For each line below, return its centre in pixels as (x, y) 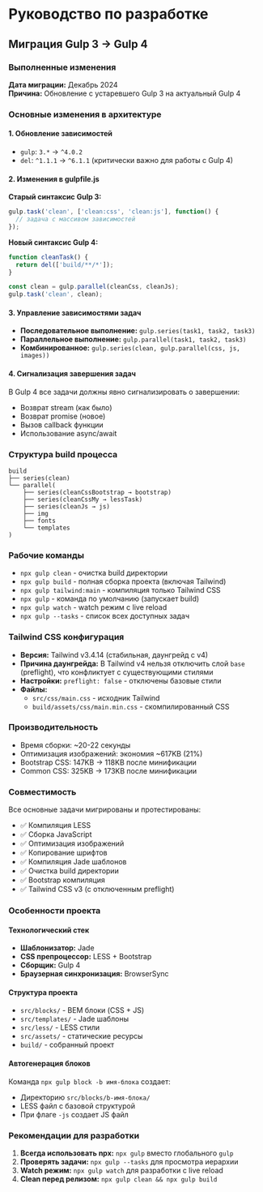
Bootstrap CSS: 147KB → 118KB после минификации (108, 762)
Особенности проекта (55, 911)
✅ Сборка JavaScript (56, 834)
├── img (36, 513)
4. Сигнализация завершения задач (72, 373)
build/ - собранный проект (67, 1045)
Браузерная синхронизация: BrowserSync (94, 974)
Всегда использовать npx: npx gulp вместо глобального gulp (127, 1153)
